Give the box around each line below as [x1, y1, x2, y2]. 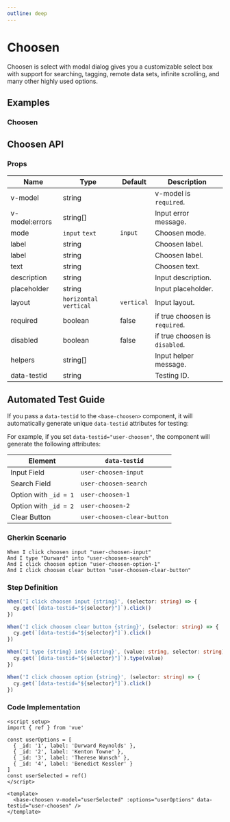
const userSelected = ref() [7, 772, 88, 779]
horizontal [62, 295, 99, 303]
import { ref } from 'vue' [7, 724, 84, 731]
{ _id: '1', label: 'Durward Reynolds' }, [13, 742, 136, 749]
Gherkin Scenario [7, 533, 67, 543]
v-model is [155, 188, 191, 198]
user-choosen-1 [80, 491, 130, 499]
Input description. [155, 273, 212, 282]
